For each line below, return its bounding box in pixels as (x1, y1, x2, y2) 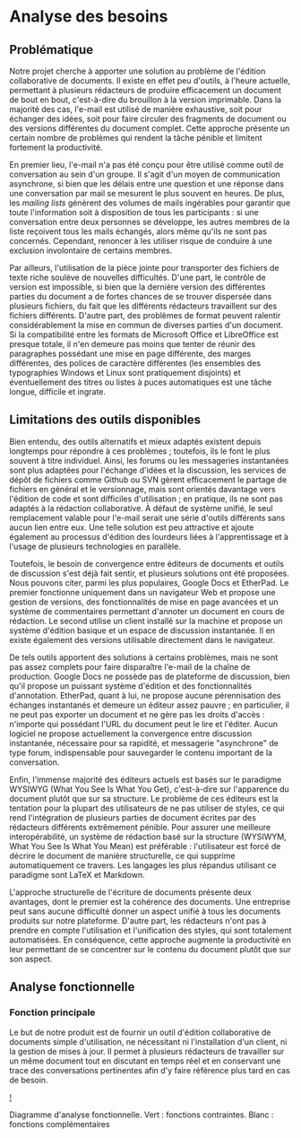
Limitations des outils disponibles (9, 413, 202, 428)
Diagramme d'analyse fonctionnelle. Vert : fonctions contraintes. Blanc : (9, 1109, 274, 1120)
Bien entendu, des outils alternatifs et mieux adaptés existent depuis (9, 436, 262, 447)
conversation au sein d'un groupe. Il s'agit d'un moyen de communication (9, 169, 280, 179)
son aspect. (9, 953, 53, 964)
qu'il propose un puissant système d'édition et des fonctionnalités (9, 680, 253, 691)
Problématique (9, 42, 94, 57)
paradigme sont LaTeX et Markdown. (9, 869, 145, 880)
